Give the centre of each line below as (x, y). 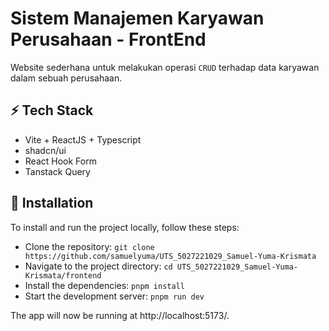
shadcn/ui (45, 150)
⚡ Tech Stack (52, 110)
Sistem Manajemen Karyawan (137, 18)
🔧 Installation (52, 203)
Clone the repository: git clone (89, 246)
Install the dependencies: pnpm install (104, 285)
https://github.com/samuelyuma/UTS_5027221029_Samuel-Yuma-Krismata (170, 256)
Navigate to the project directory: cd (98, 266)
